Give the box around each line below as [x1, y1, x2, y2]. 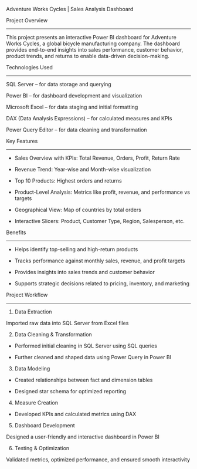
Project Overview [6, 17, 48, 23]
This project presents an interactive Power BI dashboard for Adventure [6, 34, 177, 41]
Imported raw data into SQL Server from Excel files [6, 320, 129, 326]
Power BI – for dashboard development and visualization [6, 92, 142, 99]
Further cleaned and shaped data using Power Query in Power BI [14, 354, 172, 360]
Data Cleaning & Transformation [14, 331, 92, 338]
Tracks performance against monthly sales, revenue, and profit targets [14, 257, 185, 264]
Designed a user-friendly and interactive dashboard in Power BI [6, 433, 160, 440]
